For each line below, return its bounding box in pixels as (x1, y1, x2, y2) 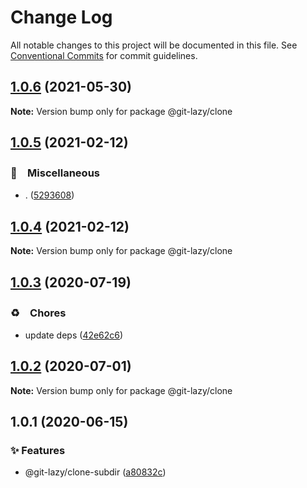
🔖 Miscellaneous (10, 166, 100, 180)
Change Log (10, 6, 113, 29)
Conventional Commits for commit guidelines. (10, 49, 198, 61)
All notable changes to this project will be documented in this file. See (10, 39, 298, 51)
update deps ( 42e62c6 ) (24, 329, 124, 341)
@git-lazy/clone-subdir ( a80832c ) (24, 466, 167, 478)
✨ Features (10, 444, 66, 458)
